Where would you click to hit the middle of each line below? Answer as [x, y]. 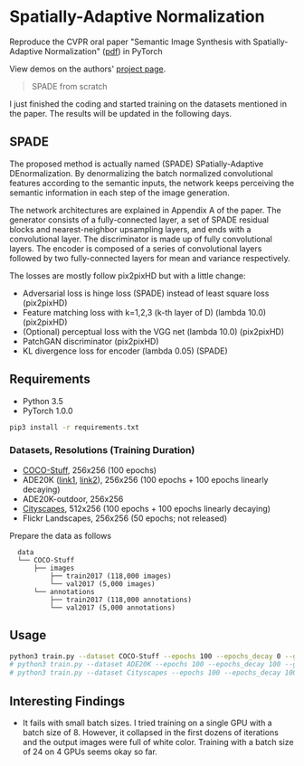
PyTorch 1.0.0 [48, 411]
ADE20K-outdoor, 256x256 [73, 498]
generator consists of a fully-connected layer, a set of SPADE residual [139, 220]
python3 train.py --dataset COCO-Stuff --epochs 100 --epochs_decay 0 [145, 656]
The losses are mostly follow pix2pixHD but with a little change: [128, 275]
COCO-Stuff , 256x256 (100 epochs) [89, 470]
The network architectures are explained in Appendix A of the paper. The [146, 210]
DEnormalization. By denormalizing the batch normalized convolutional [141, 173]
